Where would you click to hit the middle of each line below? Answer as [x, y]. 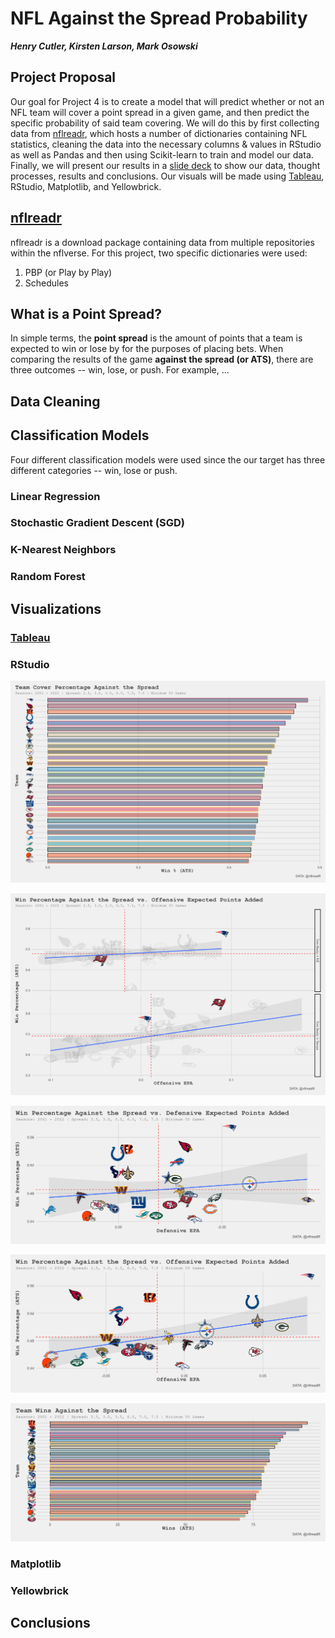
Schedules [47, 283]
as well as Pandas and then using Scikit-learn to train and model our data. [162, 154]
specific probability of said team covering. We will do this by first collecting [165, 123]
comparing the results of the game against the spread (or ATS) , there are [162, 359]
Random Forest [48, 577]
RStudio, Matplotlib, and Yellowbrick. [86, 186]
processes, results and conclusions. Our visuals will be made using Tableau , [167, 176]
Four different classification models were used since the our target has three [168, 459]
